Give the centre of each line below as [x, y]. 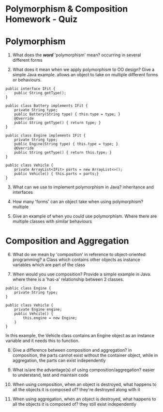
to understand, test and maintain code [51, 375]
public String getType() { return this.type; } [63, 153]
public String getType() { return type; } [58, 123]
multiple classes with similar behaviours [52, 222]
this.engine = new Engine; [50, 318]
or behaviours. [27, 80]
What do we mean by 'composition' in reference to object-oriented [79, 255]
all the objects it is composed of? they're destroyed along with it [76, 390]
